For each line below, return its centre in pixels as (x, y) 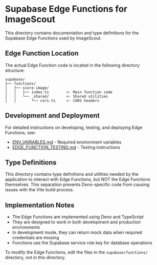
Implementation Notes (40, 205)
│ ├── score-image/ (27, 88)
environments (26, 227)
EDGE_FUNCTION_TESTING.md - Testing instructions (66, 147)
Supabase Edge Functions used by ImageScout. (53, 38)
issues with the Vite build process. (40, 190)
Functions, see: (21, 132)
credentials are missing (36, 238)
